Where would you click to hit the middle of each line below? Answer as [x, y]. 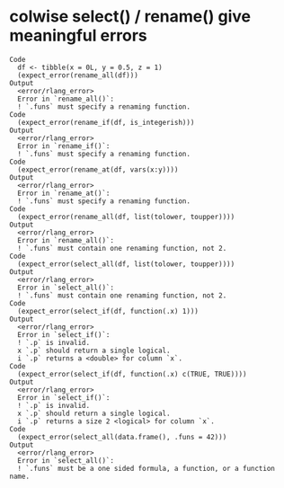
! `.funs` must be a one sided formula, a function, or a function [146, 468]
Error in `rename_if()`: [64, 146]
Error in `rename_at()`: [64, 193]
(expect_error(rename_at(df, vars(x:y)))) [98, 169]
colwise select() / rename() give [130, 17]
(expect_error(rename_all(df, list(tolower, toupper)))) [126, 217]
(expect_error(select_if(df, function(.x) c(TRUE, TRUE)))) [132, 374]
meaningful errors [78, 35]
